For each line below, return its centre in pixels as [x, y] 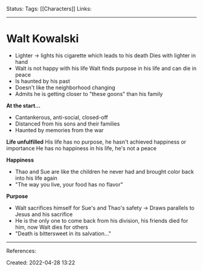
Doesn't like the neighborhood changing [65, 88]
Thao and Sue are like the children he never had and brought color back [105, 171]
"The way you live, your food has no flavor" [69, 184]
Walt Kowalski [43, 39]
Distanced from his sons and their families [67, 124]
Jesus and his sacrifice [44, 214]
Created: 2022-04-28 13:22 [41, 263]
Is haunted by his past [43, 81]
